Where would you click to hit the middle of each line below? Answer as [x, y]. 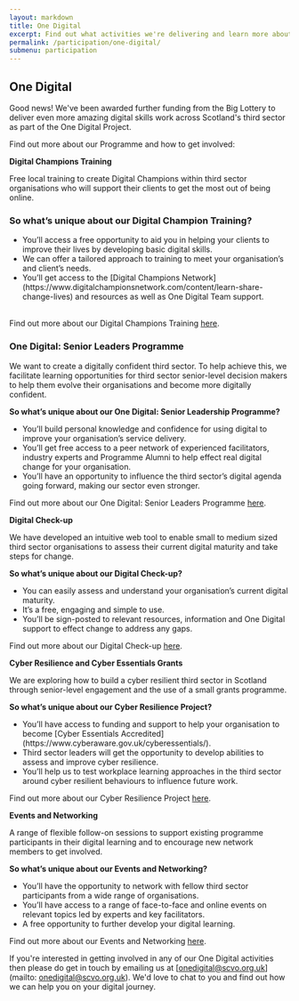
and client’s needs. [57, 269]
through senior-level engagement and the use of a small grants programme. [148, 690]
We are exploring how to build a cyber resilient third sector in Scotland [138, 680]
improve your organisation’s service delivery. [104, 438]
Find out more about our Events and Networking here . [108, 940]
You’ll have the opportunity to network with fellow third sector [135, 885]
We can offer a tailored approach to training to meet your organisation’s [153, 259]
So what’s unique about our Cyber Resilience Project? [111, 706]
